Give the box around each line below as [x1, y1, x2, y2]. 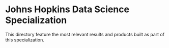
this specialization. [5, 37, 44, 43]
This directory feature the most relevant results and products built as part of [5, 31, 164, 37]
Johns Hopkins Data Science [5, 4, 130, 15]
